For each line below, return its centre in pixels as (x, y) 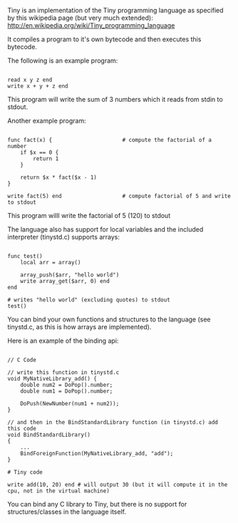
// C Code (22, 360)
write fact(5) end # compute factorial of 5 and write (119, 196)
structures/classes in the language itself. (67, 512)
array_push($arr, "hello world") (70, 275)
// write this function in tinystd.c (63, 373)
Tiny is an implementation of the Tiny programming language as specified (115, 10)
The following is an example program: (63, 61)
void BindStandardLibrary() (49, 435)
